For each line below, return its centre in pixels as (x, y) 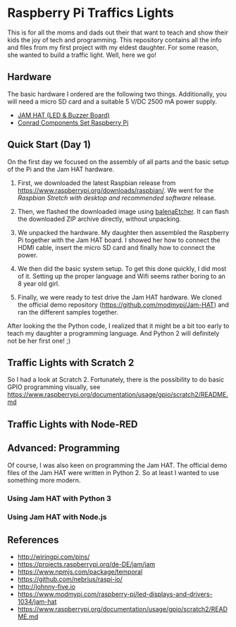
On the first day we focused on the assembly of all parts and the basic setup (118, 161)
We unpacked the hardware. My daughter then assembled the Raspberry (123, 232)
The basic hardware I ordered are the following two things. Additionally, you (117, 94)
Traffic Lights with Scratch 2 (71, 363)
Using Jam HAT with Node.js (57, 517)
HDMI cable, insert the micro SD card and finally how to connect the (116, 247)
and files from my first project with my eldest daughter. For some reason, (113, 47)
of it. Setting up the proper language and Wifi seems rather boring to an (121, 276)
